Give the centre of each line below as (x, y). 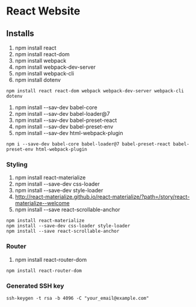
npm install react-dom (42, 54)
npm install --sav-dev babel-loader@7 (62, 114)
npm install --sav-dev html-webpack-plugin (69, 133)
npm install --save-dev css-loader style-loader (68, 226)
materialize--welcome (42, 203)
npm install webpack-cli (44, 73)
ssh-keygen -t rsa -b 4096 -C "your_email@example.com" (78, 298)
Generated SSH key (35, 286)
